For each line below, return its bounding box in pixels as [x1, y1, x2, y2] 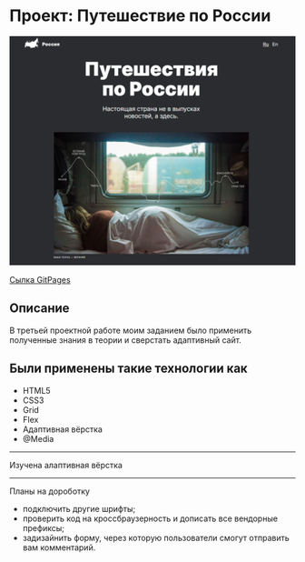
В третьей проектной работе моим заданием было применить [9, 325, 252, 336]
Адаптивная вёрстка [22, 424, 103, 435]
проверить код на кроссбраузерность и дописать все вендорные [22, 513, 279, 524]
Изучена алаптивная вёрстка [9, 459, 123, 470]
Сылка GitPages [9, 275, 71, 286]
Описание [9, 301, 70, 316]
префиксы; [22, 522, 65, 533]
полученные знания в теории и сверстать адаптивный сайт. [9, 334, 242, 346]
